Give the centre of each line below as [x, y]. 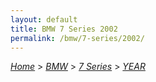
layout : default [44, 19]
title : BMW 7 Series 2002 [64, 29]
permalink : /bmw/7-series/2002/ [77, 38]
